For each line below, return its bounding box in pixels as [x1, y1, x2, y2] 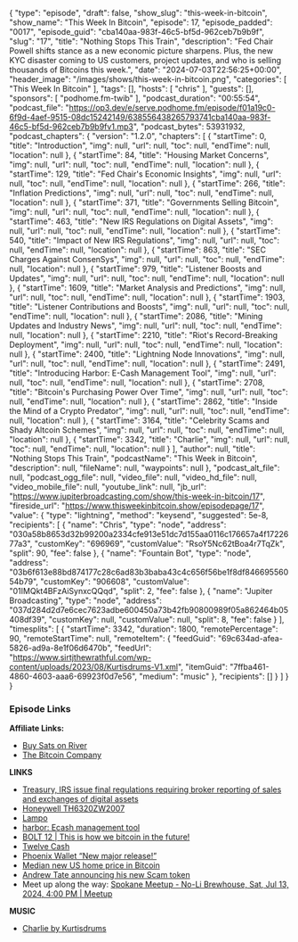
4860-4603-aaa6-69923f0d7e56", [9, 671, 138, 682]
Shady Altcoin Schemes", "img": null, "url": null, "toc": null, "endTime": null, [9, 425, 285, 435]
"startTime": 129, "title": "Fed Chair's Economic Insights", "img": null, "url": [9, 169, 282, 179]
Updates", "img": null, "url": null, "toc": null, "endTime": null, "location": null [9, 273, 285, 284]
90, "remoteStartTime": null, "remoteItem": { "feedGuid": [9, 633, 216, 643]
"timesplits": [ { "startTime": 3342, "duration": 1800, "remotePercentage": [9, 624, 278, 634]
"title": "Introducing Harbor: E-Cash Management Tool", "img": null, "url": [9, 368, 277, 378]
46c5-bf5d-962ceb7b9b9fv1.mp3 [9, 121, 133, 132]
